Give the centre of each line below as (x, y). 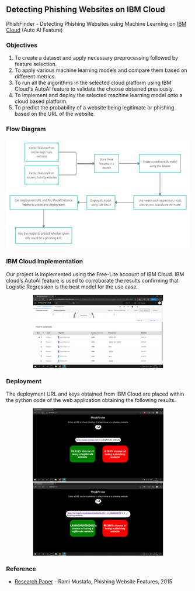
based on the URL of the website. (55, 114)
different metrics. (35, 77)
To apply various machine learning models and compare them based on (101, 70)
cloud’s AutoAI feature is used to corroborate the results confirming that (93, 280)
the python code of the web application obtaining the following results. (91, 400)
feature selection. (36, 64)
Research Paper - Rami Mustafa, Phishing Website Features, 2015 (93, 582)
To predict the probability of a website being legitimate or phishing (94, 108)
